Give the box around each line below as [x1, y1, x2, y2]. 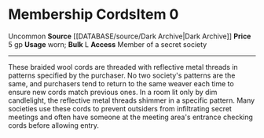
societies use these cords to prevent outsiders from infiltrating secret [8, 103, 232, 113]
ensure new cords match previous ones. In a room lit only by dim [8, 87, 218, 96]
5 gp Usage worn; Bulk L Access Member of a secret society [8, 39, 207, 49]
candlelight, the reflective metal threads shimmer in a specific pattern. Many [8, 96, 255, 105]
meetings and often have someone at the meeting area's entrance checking [8, 112, 254, 122]
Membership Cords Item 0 [8, 5, 179, 24]
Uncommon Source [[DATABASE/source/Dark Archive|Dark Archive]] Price [8, 31, 251, 41]
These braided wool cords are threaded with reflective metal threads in [8, 62, 238, 71]
